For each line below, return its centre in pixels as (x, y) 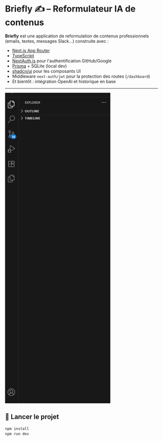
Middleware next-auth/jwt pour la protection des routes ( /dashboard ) (81, 76)
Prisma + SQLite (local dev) (39, 66)
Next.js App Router (31, 50)
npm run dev (17, 434)
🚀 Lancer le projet (32, 417)
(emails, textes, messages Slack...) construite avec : (57, 41)
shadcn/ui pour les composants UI (46, 71)
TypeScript (23, 55)
